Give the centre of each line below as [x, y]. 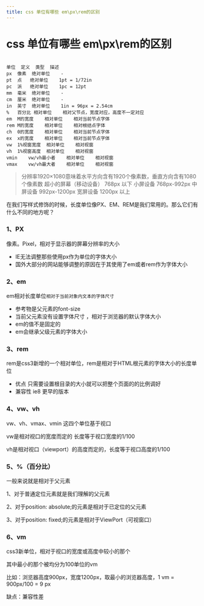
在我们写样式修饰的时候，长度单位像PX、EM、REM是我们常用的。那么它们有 [102, 204]
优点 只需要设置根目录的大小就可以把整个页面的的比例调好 [88, 384]
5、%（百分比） [30, 467]
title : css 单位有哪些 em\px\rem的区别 [53, 12]
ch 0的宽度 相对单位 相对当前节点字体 [58, 132]
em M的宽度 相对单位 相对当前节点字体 [58, 119]
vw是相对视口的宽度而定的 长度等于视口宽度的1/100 [71, 436]
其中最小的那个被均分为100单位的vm [52, 565]
